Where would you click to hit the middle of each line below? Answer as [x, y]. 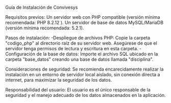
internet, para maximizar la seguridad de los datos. [59, 80]
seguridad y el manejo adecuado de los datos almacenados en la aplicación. [86, 95]
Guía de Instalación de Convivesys [42, 7]
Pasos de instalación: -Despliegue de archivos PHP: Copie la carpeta [78, 38]
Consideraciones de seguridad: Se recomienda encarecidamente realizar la [84, 69]
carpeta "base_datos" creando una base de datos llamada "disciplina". [79, 59]
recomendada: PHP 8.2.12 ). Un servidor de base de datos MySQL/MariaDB [84, 23]
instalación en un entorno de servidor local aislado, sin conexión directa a [83, 75]
